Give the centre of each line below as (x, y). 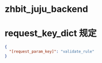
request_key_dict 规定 (51, 33)
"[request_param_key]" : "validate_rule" (52, 52)
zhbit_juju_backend (46, 9)
